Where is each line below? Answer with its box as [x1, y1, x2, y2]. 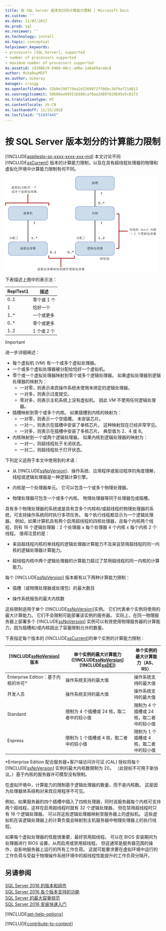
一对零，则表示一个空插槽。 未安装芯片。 [19, 416, 104, 422]
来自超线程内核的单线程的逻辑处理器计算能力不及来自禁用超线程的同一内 [12, 541, 160, 547]
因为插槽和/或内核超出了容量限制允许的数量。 [13, 625, 107, 631]
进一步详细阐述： [5, 350, 40, 356]
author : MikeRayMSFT [5, 71, 48, 76]
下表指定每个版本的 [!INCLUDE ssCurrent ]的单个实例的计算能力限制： [5, 635, 145, 641]
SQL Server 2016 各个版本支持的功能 [5, 889, 80, 895]
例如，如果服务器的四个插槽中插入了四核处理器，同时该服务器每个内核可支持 [5, 799, 161, 805]
